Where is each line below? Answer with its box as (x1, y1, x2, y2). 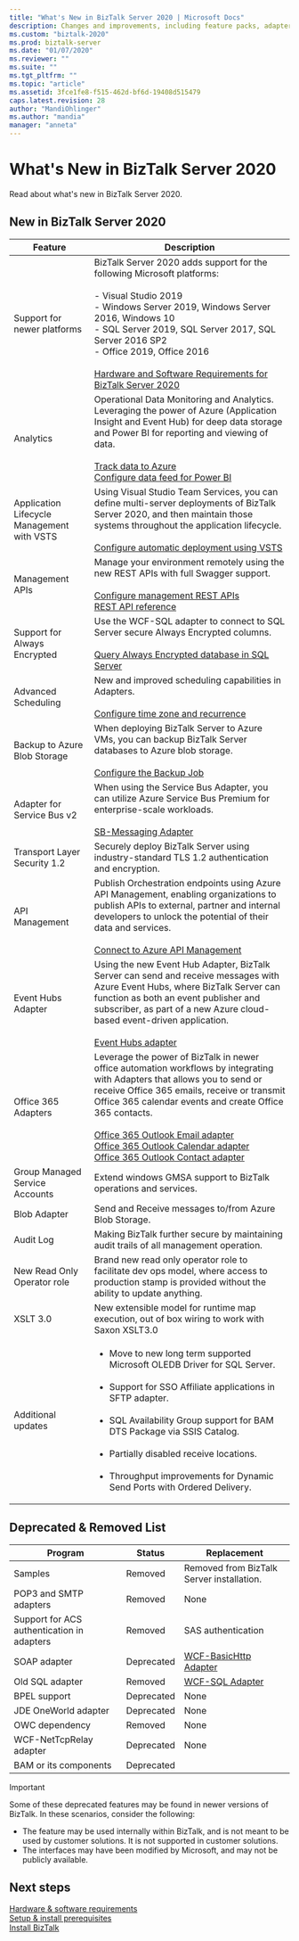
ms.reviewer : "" (9, 54, 69, 63)
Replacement (206, 1546, 264, 1559)
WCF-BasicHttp (183, 1649, 252, 1662)
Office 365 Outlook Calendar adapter (93, 1139, 250, 1152)
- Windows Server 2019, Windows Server (93, 300, 271, 313)
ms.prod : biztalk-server (9, 37, 101, 47)
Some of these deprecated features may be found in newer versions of (9, 1798, 270, 1810)
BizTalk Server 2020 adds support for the (93, 256, 268, 268)
